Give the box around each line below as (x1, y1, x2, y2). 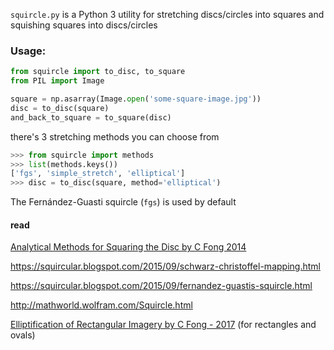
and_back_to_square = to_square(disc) (10, 112, 172, 123)
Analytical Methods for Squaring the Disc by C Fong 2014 (10, 241, 247, 253)
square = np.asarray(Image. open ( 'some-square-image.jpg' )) (10, 94, 262, 104)
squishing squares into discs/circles (10, 19, 158, 31)
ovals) (10, 329, 36, 341)
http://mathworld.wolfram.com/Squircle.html (10, 299, 193, 311)
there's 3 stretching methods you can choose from (10, 130, 220, 143)
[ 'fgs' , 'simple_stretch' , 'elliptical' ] (10, 169, 186, 179)
